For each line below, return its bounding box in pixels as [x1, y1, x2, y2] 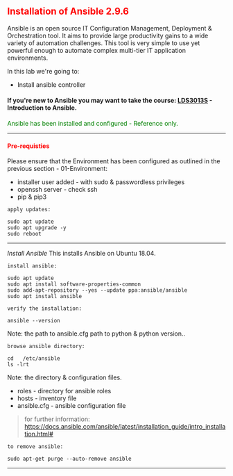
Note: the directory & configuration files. [7, 373, 123, 381]
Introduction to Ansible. [7, 104, 78, 112]
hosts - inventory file [17, 394, 77, 402]
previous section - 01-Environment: [7, 165, 107, 173]
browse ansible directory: [7, 343, 85, 350]
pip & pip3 [17, 192, 47, 201]
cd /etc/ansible [7, 355, 60, 362]
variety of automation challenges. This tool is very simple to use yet [7, 38, 200, 47]
